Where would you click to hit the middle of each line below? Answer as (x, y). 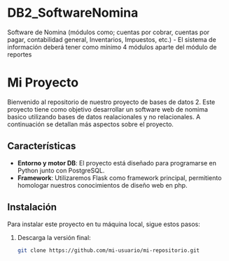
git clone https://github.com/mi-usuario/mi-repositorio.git (109, 250)
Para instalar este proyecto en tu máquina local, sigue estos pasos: (104, 224)
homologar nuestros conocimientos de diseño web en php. (102, 185)
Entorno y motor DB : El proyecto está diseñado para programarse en (117, 163)
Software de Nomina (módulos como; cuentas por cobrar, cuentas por (109, 32)
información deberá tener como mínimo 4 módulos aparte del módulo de (112, 47)
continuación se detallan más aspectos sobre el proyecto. (90, 124)
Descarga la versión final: (54, 237)
